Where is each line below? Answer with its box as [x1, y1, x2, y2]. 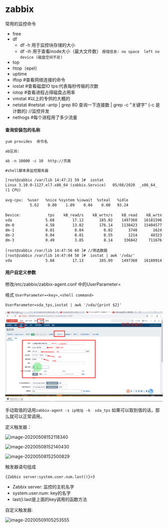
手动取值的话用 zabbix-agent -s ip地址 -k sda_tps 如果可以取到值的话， [5, 407, 156, 413]
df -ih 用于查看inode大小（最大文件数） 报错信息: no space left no [19, 48, 160, 54]
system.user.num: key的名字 [12, 490, 71, 496]
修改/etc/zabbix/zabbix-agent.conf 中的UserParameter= [5, 282, 121, 288]
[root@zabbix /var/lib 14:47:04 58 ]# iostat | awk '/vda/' [5, 253, 135, 258]
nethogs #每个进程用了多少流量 [12, 114, 77, 120]
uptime [12, 71, 27, 77]
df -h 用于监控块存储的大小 [19, 42, 75, 48]
